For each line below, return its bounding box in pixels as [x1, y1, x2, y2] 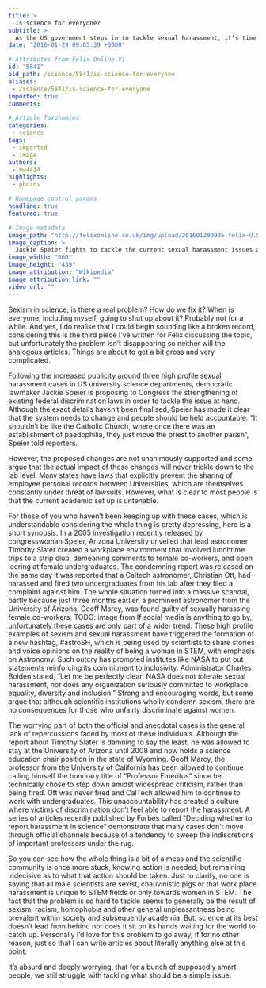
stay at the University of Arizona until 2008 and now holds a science [8, 745, 231, 755]
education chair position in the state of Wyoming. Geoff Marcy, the [8, 754, 226, 763]
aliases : [8, 77, 37, 86]
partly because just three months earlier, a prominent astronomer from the [8, 595, 251, 605]
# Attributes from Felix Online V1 [8, 56, 126, 63]
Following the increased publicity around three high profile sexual [8, 371, 222, 380]
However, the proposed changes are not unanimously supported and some [8, 453, 253, 463]
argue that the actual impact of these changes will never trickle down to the [8, 462, 255, 471]
